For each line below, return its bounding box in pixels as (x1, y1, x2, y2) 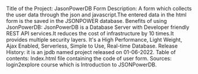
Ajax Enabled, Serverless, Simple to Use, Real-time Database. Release (6, 42, 178, 49)
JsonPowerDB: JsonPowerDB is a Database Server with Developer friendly (6, 23, 190, 31)
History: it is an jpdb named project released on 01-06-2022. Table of (6, 49, 177, 55)
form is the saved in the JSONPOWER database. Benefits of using (6, 18, 167, 24)
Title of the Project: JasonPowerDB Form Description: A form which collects (6, 5, 192, 12)
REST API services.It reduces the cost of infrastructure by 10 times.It (6, 30, 174, 37)
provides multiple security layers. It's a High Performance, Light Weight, (6, 36, 183, 43)
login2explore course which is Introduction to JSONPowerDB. (6, 61, 157, 68)
